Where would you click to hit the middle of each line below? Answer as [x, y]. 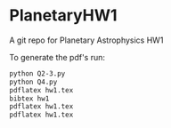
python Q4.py [33, 82]
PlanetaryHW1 [63, 16]
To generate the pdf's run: [57, 57]
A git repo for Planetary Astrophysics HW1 [86, 40]
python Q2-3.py [37, 73]
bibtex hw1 [29, 99]
